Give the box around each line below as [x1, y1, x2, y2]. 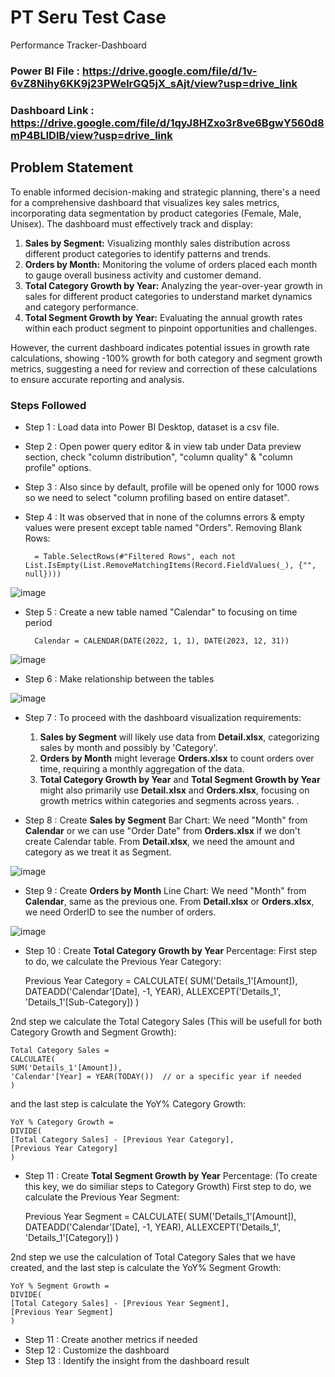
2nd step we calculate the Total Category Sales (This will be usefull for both [10, 1015, 322, 1027]
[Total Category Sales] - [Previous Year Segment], [10, 1298, 230, 1308]
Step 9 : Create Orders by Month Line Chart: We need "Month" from [24, 884, 307, 896]
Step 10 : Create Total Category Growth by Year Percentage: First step [24, 944, 318, 956]
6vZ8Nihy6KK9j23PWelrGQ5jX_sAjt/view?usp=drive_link [10, 76, 298, 90]
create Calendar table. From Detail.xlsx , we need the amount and [24, 835, 295, 847]
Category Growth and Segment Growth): [10, 1026, 177, 1038]
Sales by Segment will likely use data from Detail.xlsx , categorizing [39, 731, 320, 743]
